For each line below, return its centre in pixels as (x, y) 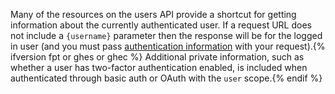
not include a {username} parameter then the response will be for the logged (166, 35)
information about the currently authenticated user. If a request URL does (161, 25)
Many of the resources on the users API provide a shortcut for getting (153, 14)
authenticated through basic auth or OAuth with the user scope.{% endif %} (166, 78)
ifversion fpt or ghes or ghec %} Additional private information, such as (157, 57)
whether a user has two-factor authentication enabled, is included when (159, 67)
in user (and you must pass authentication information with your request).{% (168, 46)
